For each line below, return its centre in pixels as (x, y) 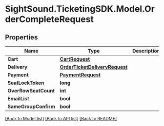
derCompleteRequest (50, 19)
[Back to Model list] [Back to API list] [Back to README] (61, 118)
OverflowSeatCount (31, 91)
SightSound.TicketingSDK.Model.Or (80, 9)
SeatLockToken (26, 83)
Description (146, 51)
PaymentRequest (80, 75)
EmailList (18, 99)
